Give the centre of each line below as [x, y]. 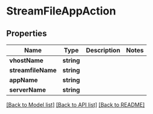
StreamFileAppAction [61, 11]
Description [103, 50]
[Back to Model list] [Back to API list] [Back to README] [76, 105]
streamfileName [33, 70]
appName [24, 80]
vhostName [26, 60]
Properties [27, 33]
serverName [28, 90]
